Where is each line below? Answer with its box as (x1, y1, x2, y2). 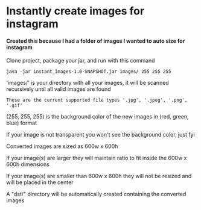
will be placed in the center (6, 179, 74, 186)
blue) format (6, 119, 37, 127)
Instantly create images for (6, 4, 145, 18)
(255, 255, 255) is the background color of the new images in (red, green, (6, 113, 189, 120)
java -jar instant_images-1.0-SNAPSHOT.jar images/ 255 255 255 (6, 69, 171, 75)
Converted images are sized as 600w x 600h (6, 143, 118, 150)
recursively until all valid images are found (6, 85, 111, 93)
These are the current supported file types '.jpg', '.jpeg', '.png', (6, 97, 188, 103)
